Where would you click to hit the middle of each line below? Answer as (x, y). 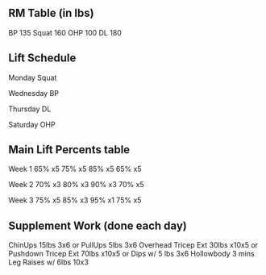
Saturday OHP (32, 124)
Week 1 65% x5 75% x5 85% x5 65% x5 (75, 169)
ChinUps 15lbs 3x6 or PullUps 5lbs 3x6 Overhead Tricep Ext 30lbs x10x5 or (133, 245)
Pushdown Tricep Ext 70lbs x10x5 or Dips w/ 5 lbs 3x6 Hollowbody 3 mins (132, 254)
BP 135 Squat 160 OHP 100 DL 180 (65, 32)
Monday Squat (33, 77)
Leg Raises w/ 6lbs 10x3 (48, 262)
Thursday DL (30, 109)
